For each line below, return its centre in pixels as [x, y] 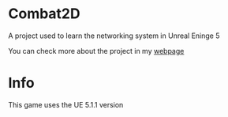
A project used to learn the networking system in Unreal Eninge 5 [114, 36]
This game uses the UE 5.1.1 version [66, 104]
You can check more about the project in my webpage [96, 51]
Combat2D [44, 14]
